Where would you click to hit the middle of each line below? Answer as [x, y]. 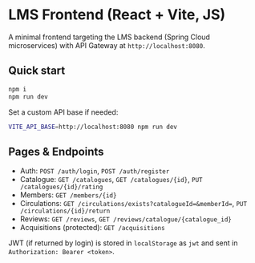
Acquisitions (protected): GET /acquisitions [93, 228]
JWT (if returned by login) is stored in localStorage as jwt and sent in [123, 243]
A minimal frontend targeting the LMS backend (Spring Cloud [109, 37]
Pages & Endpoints [56, 151]
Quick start [37, 71]
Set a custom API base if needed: [63, 112]
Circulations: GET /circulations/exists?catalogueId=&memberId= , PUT [133, 204]
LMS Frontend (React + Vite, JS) [117, 15]
